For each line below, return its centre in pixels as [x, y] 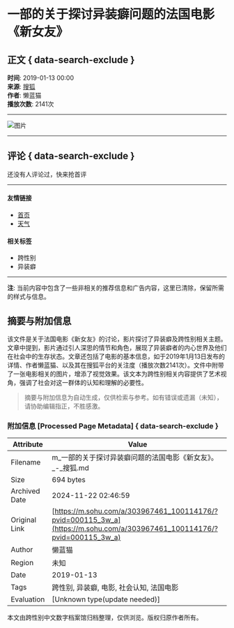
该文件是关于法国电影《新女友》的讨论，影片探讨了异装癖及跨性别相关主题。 [117, 339]
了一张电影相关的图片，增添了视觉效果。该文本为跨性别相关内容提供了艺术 [114, 374]
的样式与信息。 [29, 297]
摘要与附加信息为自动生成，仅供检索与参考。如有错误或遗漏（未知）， [123, 397]
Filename [26, 462]
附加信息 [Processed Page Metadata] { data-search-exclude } [113, 425]
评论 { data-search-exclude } [71, 156]
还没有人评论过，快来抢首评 [47, 174]
